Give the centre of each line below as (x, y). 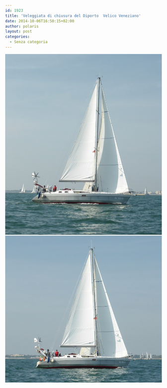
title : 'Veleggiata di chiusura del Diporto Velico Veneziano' (73, 16)
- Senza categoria (29, 42)
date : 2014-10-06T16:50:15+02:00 (40, 21)
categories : (17, 37)
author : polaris (22, 26)
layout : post (19, 32)
